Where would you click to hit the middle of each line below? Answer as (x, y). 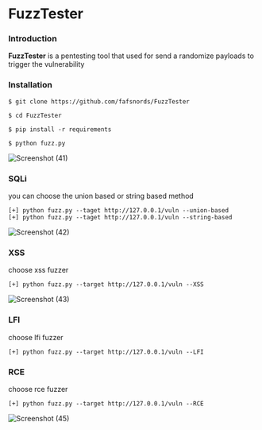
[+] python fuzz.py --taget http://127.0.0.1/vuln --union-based (118, 211)
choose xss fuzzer (39, 270)
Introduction (33, 39)
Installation (31, 85)
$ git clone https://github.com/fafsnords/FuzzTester (99, 101)
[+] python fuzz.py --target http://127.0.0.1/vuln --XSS (106, 285)
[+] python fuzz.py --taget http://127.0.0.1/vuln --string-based (120, 218)
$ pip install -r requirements (60, 129)
